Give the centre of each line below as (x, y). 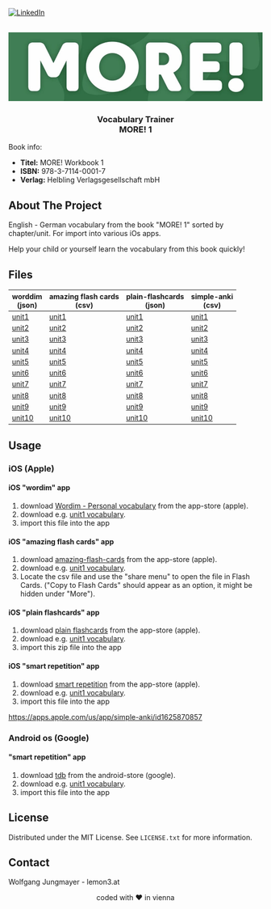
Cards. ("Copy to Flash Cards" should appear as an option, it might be (136, 586)
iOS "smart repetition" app (54, 666)
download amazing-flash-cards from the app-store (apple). (119, 560)
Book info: (25, 147)
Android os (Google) (49, 738)
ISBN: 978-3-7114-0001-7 (63, 171)
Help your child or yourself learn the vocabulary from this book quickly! (127, 249)
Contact (29, 862)
